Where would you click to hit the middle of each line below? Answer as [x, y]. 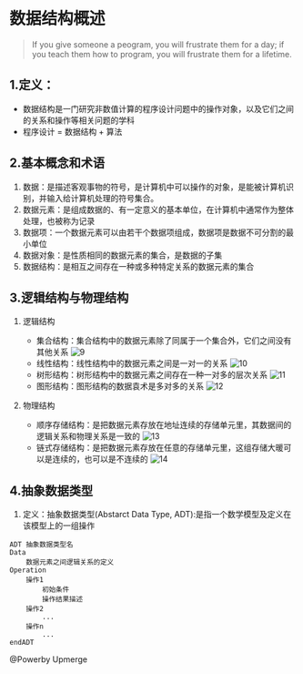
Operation [28, 570]
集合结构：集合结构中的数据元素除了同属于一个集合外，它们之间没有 [164, 341]
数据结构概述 [58, 19]
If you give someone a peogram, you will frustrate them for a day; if [158, 44]
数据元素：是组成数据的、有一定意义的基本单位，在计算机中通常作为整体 [158, 209]
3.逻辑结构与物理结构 [69, 297]
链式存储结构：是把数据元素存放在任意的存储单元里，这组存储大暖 [160, 448]
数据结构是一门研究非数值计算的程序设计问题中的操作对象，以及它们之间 [158, 108]
